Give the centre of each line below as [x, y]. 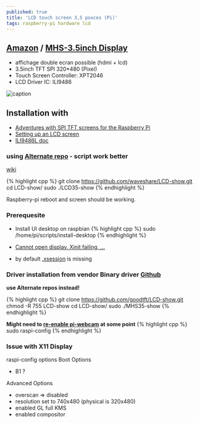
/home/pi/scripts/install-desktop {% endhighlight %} [81, 235]
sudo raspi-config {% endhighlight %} [54, 330]
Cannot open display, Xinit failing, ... [60, 246]
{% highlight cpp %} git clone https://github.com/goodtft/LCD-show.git [95, 299]
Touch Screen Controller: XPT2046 [59, 75]
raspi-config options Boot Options [49, 360]
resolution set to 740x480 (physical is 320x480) [75, 402]
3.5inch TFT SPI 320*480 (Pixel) [56, 69]
